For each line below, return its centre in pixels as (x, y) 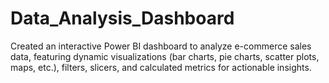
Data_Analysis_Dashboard (122, 18)
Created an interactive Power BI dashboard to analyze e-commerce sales (161, 46)
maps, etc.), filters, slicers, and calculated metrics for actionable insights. (161, 67)
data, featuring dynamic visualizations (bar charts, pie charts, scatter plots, (165, 56)
